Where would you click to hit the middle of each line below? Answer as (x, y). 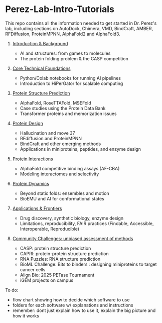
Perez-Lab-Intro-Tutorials (60, 9)
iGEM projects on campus (47, 280)
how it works (26, 315)
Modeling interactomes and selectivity (59, 174)
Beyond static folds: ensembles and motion (64, 193)
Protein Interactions (33, 159)
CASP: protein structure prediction (55, 248)
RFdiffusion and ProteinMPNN (51, 138)
